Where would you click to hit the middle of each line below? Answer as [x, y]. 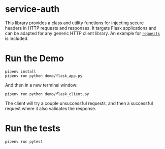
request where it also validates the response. [51, 108]
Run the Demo [34, 58]
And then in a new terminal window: [41, 85]
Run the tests [33, 129]
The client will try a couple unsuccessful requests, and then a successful [79, 103]
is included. [17, 38]
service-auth [33, 9]
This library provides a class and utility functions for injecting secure [75, 23]
